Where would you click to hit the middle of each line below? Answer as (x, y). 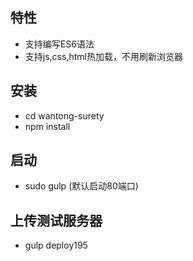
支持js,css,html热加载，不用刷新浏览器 (103, 56)
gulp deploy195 (56, 245)
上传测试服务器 (56, 220)
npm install (47, 126)
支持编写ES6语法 (59, 44)
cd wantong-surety (64, 115)
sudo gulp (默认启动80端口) (81, 186)
